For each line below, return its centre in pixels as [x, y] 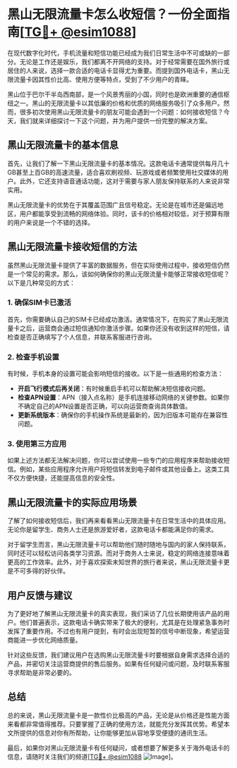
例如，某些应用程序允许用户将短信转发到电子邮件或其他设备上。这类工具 [124, 469]
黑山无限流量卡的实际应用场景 [72, 502]
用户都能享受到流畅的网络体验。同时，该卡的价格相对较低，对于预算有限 [124, 213]
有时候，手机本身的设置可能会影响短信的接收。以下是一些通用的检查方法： [115, 373]
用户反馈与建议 [40, 595]
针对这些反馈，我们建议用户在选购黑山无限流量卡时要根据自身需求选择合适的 [119, 655]
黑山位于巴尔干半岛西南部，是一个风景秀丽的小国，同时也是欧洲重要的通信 [115, 94]
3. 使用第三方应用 [37, 444]
